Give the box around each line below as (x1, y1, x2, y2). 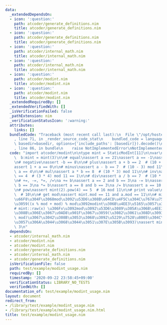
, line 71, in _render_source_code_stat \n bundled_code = (14, 137, 143, 142)
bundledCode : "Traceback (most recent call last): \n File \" (9, 132, 141, 137)
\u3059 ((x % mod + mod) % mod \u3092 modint (14, 201, 103, 206)
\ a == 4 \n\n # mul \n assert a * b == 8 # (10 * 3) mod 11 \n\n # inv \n (14, 169, 162, 174)
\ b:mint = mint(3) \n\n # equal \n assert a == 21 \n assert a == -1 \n (14, 155, 157, 160)
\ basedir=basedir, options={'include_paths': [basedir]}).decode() (14, 141, 159, 147)
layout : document (5, 294, 41, 299)
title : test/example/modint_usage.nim (5, 312, 85, 317)
